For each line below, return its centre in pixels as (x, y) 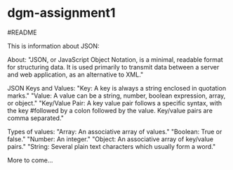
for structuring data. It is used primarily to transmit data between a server (113, 67)
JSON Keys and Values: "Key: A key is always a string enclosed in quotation (117, 88)
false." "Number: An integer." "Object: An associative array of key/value (111, 139)
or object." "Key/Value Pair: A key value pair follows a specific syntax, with (115, 103)
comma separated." (36, 118)
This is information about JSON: (53, 46)
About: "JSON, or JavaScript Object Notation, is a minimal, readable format (115, 59)
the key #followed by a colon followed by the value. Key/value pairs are (110, 110)
